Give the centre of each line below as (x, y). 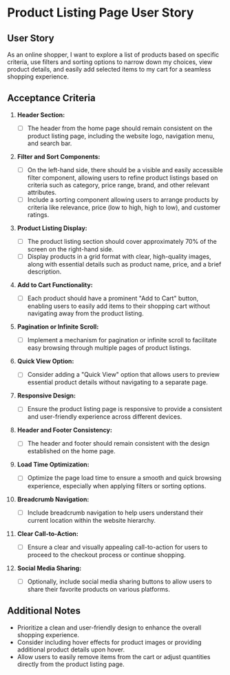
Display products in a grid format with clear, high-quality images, (119, 257)
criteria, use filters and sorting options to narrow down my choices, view (110, 62)
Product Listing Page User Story (101, 13)
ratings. (38, 215)
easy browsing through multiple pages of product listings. (109, 348)
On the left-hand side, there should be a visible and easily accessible (125, 169)
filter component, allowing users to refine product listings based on (123, 178)
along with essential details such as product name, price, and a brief (124, 264)
